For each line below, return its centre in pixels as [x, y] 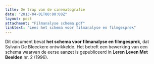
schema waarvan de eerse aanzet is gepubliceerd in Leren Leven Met [77, 52]
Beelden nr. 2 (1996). [27, 57]
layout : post [19, 19]
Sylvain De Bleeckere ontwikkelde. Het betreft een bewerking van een [77, 47]
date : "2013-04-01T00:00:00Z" [36, 14]
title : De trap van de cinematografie [45, 10]
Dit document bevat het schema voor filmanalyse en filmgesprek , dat [77, 42]
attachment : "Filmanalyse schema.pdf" [45, 23]
